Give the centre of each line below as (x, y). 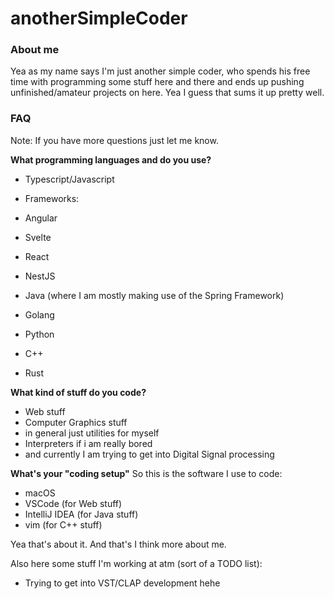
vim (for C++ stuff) (63, 524)
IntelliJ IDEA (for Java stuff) (81, 514)
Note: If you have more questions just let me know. (114, 140)
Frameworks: (52, 198)
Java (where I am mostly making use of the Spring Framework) (154, 295)
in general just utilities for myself (92, 433)
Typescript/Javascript (69, 179)
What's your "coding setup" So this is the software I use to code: (146, 473)
